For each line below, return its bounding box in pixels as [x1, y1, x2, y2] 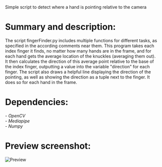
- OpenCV [5, 112, 25, 118]
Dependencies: [5, 97, 69, 108]
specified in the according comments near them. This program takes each [5, 43, 155, 49]
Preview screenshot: [5, 140, 91, 152]
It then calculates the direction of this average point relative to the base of [5, 58, 154, 64]
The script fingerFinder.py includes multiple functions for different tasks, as [5, 37, 158, 43]
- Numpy [5, 123, 23, 129]
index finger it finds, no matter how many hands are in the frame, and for [5, 48, 152, 54]
